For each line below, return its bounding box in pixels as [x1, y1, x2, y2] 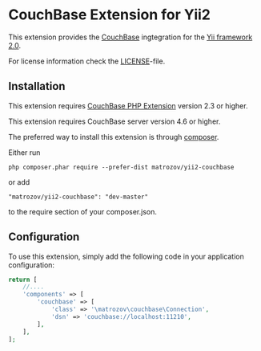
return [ [8, 275, 38, 284]
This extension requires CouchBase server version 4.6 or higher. [8, 116, 221, 126]
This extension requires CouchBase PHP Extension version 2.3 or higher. [8, 100, 248, 110]
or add [8, 177, 30, 186]
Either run [8, 147, 41, 157]
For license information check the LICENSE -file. [8, 56, 166, 66]
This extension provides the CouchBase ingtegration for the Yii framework [8, 32, 253, 42]
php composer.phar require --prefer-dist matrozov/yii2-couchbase [8, 163, 235, 171]
